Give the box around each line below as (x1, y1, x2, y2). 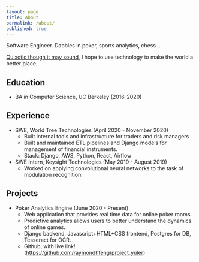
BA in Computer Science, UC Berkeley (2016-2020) (14, 94, 142, 101)
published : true (6, 25, 47, 32)
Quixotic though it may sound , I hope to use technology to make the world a (6, 53, 194, 61)
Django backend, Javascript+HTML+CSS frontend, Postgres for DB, (23, 230, 192, 237)
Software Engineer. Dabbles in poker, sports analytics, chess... (6, 42, 161, 49)
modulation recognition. (23, 171, 83, 178)
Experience (6, 110, 50, 121)
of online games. (23, 223, 66, 231)
